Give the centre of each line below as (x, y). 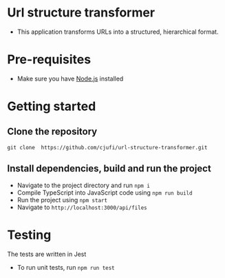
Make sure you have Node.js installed (70, 78)
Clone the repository (52, 132)
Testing (29, 235)
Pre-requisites (49, 60)
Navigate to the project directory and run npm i (83, 185)
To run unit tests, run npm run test (66, 267)
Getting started (52, 106)
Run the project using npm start (62, 200)
